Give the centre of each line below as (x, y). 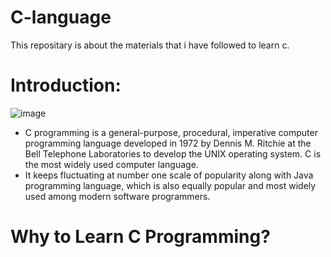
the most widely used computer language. (111, 164)
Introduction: (66, 85)
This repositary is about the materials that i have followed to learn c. (150, 45)
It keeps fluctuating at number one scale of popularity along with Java (169, 175)
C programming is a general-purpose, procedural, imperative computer (171, 132)
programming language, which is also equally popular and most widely (170, 185)
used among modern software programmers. (117, 196)
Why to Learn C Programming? (140, 237)
